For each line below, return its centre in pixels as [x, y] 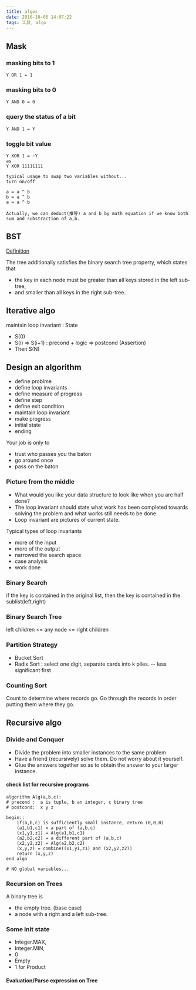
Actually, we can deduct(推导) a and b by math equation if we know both [97, 213]
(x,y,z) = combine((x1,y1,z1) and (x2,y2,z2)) [75, 848]
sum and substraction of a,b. [43, 219]
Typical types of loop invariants [44, 531]
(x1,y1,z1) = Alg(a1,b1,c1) [51, 833]
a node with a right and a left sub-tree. [61, 914]
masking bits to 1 [31, 63]
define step [28, 400]
